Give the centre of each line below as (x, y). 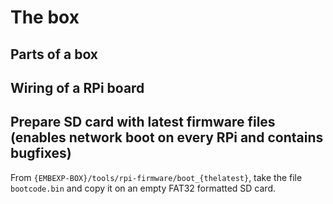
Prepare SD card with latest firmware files (143, 122)
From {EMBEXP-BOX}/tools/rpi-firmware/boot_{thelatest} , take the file (156, 177)
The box (45, 17)
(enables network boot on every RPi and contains (167, 137)
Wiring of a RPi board (77, 87)
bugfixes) (41, 153)
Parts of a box (54, 54)
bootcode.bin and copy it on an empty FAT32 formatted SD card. (143, 188)
